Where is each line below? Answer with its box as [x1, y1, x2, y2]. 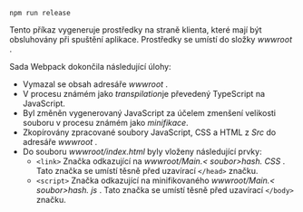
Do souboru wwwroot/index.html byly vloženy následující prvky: [22, 146, 262, 157]
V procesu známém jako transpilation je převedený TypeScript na [22, 89, 266, 99]
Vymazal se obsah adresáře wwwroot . [22, 79, 169, 90]
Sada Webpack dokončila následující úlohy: [9, 62, 171, 72]
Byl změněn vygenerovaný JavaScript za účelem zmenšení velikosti [22, 108, 277, 118]
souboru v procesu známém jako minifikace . [22, 118, 189, 128]
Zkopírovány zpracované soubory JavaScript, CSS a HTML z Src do [22, 127, 277, 138]
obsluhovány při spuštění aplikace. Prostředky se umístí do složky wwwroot [9, 34, 293, 44]
